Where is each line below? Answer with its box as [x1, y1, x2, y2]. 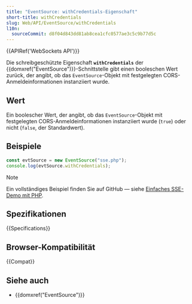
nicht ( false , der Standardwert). [6, 124, 85, 131]
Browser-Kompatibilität [6, 242, 96, 252]
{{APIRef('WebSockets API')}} [6, 47, 80, 54]
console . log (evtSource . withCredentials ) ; [6, 163, 111, 169]
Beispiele [6, 141, 42, 151]
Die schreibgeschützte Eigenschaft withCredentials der [6, 59, 144, 66]
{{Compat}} [6, 258, 35, 265]
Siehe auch [6, 275, 49, 285]
